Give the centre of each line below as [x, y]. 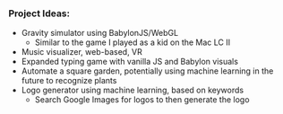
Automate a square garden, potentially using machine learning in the [147, 71]
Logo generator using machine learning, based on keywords [132, 90]
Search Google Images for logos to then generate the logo [142, 100]
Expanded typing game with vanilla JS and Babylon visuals [130, 62]
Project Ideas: [39, 13]
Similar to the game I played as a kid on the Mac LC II [132, 42]
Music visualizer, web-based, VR [81, 52]
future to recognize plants [69, 81]
